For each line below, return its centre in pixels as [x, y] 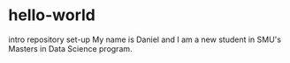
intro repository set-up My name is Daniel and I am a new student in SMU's [145, 39]
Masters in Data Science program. [71, 48]
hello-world [52, 15]
